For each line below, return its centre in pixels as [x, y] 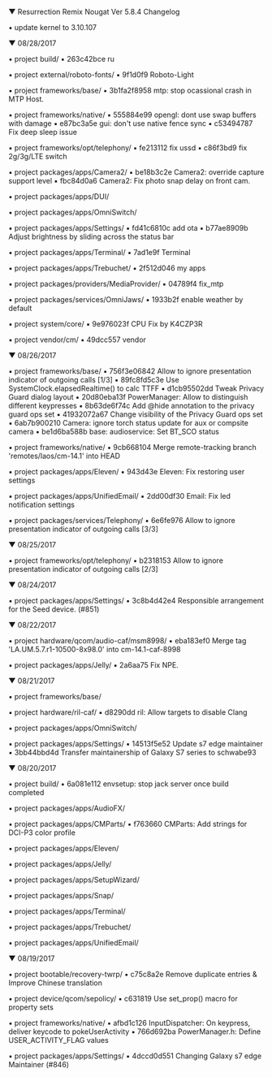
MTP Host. [26, 99]
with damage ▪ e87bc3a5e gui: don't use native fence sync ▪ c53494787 [131, 123]
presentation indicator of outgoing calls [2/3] [83, 569]
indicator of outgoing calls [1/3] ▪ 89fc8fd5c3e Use [94, 380]
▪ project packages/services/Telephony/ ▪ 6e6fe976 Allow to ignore [122, 520]
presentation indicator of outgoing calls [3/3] [83, 529]
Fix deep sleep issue [43, 132]
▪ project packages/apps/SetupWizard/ [74, 880]
